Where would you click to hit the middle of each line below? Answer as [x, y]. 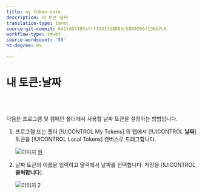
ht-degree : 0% [24, 46]
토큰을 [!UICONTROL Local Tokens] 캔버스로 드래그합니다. [86, 139]
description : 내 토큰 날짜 [37, 18]
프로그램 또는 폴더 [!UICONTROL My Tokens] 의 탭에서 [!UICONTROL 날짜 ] [106, 131]
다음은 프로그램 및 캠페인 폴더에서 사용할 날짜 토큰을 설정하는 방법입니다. [92, 118]
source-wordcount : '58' [36, 40]
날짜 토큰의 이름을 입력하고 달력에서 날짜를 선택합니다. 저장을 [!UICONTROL [105, 164]
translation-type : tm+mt [38, 23]
